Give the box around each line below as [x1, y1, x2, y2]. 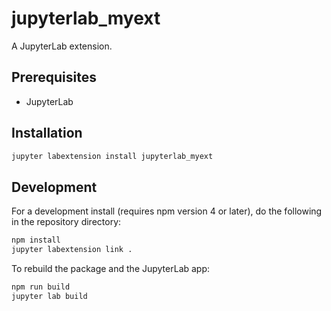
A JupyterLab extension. [11, 40, 113, 52]
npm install [11, 235, 61, 246]
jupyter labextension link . [11, 245, 133, 255]
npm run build [11, 282, 71, 292]
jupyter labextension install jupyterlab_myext [11, 151, 214, 161]
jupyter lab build [11, 291, 88, 301]
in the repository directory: [11, 216, 122, 228]
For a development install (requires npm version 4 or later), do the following [11, 205, 323, 217]
